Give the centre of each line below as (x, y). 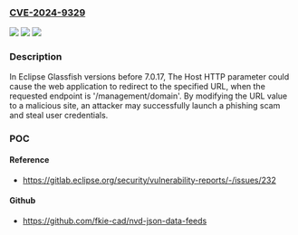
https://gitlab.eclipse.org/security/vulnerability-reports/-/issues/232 (149, 180)
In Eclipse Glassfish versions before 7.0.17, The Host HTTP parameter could (149, 76)
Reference (29, 160)
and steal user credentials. (59, 115)
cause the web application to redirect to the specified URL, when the (137, 86)
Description (36, 57)
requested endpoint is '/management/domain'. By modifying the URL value (149, 96)
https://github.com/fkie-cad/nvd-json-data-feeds (115, 221)
